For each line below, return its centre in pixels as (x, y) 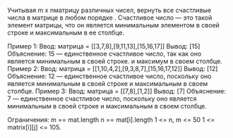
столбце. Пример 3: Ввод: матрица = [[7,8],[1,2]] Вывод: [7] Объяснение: (116, 91)
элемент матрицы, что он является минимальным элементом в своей (114, 25)
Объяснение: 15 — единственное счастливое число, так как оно (104, 54)
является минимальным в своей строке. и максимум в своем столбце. (115, 61)
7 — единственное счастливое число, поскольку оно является (102, 99)
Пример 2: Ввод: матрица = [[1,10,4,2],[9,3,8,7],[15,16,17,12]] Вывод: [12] (113, 69)
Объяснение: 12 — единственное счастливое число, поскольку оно (109, 76)
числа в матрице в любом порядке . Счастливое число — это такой (110, 18)
